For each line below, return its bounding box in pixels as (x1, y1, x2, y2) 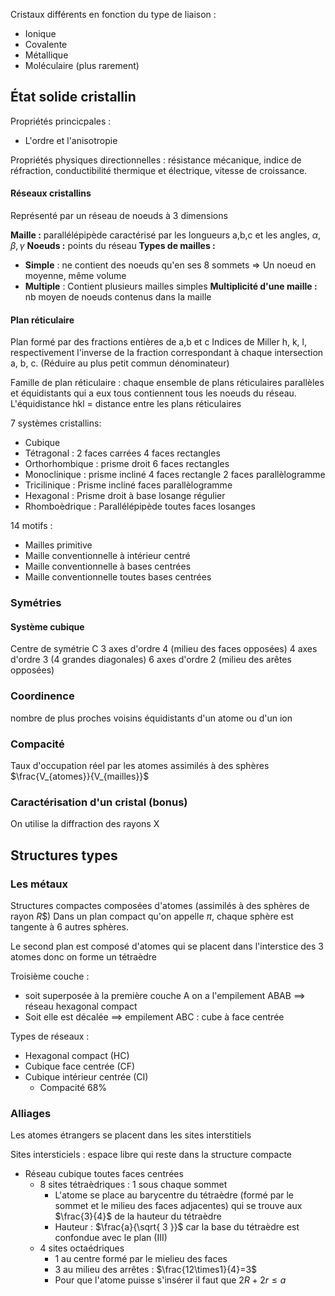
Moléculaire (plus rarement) (24, 60, 140, 71)
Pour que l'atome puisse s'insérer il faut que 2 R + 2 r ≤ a (54, 1274, 287, 1286)
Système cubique (10, 620, 85, 633)
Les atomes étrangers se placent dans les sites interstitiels (10, 1129, 252, 1141)
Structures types (10, 847, 118, 864)
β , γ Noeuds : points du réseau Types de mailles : (10, 240, 216, 252)
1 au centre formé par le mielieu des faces (54, 1253, 228, 1265)
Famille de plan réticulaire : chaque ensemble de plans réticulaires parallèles (10, 377, 325, 389)
